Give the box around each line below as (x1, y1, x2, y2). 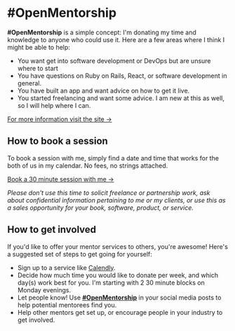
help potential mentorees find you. (17, 300, 117, 309)
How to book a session (7, 135, 109, 147)
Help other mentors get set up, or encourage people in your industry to (17, 308, 223, 316)
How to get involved (7, 224, 97, 236)
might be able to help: (7, 43, 70, 51)
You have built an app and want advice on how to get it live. (17, 86, 190, 95)
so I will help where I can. (17, 101, 91, 109)
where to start (17, 64, 58, 72)
